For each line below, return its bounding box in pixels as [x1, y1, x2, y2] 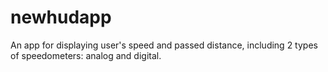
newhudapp [10, 6, 112, 29]
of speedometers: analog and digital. [10, 49, 162, 61]
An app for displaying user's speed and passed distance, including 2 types [10, 39, 318, 51]
